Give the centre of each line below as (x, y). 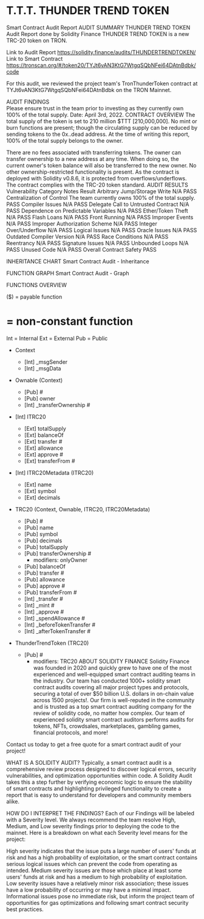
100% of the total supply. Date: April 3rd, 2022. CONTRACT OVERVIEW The (101, 115)
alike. (13, 801)
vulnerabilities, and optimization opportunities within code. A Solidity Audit (99, 775)
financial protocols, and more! (70, 733)
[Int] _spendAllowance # (54, 618)
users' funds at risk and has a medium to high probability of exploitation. (97, 877)
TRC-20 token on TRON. (37, 40)
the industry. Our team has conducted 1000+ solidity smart (107, 681)
